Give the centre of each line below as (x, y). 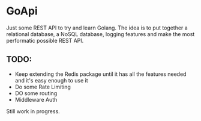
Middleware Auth (36, 99)
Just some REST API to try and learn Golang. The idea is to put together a (97, 28)
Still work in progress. (33, 111)
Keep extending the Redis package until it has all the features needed (100, 74)
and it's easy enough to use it (51, 80)
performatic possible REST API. (45, 40)
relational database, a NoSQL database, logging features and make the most (100, 34)
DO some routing (36, 93)
